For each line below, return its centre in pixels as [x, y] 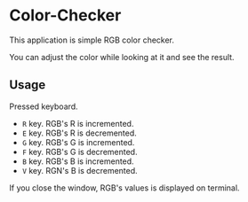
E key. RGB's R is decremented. [80, 133]
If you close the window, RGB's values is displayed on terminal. [124, 188]
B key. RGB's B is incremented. [78, 161]
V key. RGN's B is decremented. [80, 170]
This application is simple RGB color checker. [92, 40]
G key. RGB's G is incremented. [78, 142]
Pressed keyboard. [44, 106]
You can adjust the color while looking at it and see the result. [122, 57]
